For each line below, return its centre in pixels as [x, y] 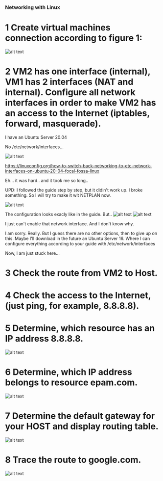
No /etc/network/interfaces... [34, 147]
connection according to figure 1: [74, 38]
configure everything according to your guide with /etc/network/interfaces [80, 243]
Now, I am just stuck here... [33, 253]
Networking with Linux [33, 7]
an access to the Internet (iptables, [78, 113]
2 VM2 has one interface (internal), [78, 71]
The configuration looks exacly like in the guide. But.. [58, 214]
